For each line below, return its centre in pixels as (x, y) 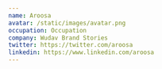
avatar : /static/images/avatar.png (67, 23)
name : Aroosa (30, 15)
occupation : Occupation (48, 30)
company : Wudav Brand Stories (58, 38)
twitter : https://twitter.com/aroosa (71, 45)
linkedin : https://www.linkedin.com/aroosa (81, 52)
